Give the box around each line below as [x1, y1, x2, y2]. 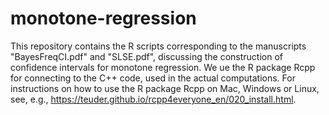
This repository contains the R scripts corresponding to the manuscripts [10, 40, 307, 52]
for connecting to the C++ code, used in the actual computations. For [10, 72, 296, 84]
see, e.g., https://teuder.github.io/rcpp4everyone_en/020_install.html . [10, 93, 297, 105]
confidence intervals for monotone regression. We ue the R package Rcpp [10, 61, 316, 73]
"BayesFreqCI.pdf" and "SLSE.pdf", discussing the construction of [10, 50, 283, 62]
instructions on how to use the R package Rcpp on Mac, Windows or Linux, [10, 82, 320, 94]
